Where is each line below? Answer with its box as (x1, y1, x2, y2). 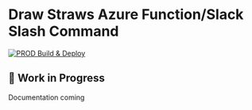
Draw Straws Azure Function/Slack (8, 6, 244, 24)
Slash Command (8, 22, 119, 40)
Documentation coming (8, 93, 85, 102)
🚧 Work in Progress (8, 71, 106, 85)
